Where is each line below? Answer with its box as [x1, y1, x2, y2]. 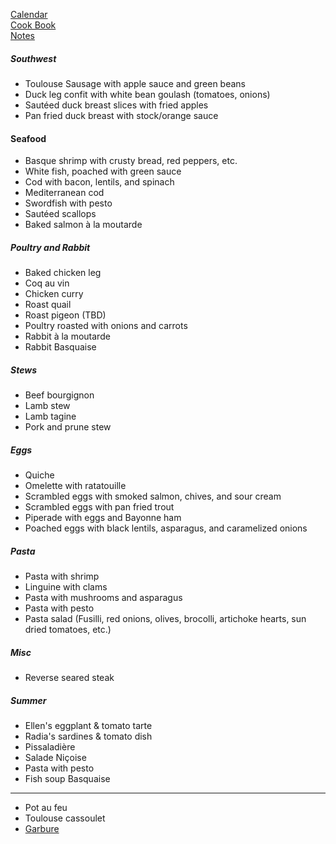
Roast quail [24, 299, 72, 311]
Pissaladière [24, 740, 76, 753]
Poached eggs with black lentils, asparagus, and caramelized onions [24, 522, 308, 534]
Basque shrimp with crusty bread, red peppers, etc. [24, 155, 238, 167]
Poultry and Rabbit [10, 241, 91, 253]
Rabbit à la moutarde [24, 330, 111, 343]
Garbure [24, 822, 60, 834]
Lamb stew [24, 400, 71, 412]
